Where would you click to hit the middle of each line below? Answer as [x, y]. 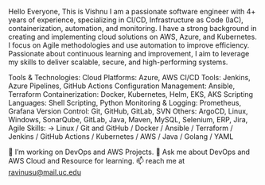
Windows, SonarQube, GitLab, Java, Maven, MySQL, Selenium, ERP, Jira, [128, 119]
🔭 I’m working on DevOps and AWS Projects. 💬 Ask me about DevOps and [129, 152]
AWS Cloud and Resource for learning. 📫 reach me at [97, 161]
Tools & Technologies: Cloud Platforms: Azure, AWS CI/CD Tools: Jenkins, [129, 77]
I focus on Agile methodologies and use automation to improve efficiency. [129, 45]
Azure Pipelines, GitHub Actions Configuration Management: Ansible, [122, 86]
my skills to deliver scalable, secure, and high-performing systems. [118, 62]
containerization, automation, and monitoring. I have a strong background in [132, 28]
